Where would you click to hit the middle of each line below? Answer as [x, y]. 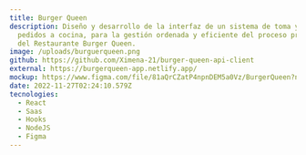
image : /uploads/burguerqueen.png [75, 52]
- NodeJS [34, 129]
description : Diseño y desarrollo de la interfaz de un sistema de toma [150, 26]
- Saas [30, 111]
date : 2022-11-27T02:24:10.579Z [71, 86]
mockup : [24, 77]
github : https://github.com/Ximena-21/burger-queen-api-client [132, 60]
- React [32, 103]
